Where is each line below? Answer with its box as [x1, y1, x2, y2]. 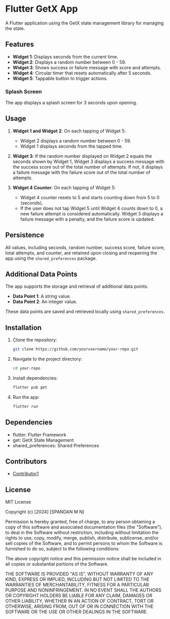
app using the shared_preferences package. [5, 255, 97, 261]
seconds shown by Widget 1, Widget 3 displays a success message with [12, 158, 164, 165]
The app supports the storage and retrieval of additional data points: [5, 283, 149, 289]
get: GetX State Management [12, 437, 74, 443]
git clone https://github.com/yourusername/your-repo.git [12, 347, 138, 352]
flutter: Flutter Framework [12, 432, 67, 438]
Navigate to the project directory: [12, 356, 82, 362]
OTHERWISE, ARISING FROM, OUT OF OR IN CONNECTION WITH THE [5, 603, 154, 609]
